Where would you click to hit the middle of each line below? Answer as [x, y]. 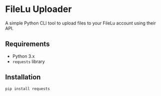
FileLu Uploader [39, 9]
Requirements [27, 44]
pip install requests [28, 88]
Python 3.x [23, 56]
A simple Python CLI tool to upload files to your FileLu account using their [80, 23]
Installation [23, 77]
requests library [28, 61]
